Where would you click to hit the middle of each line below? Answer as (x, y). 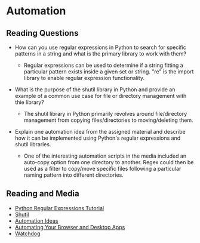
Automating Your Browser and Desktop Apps (70, 227)
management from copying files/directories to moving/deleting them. (108, 120)
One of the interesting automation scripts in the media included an (105, 156)
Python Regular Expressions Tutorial (59, 208)
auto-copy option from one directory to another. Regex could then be (109, 162)
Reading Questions (42, 33)
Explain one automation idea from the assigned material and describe (100, 132)
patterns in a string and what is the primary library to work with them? (101, 54)
